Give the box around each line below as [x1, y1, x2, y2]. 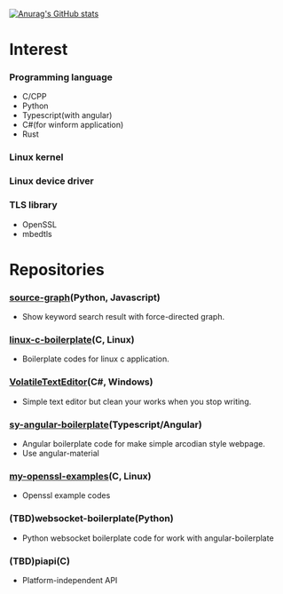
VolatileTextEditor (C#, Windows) [9, 376, 153, 388]
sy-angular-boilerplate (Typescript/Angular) [9, 418, 202, 431]
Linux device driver [9, 175, 95, 187]
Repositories [9, 259, 105, 280]
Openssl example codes [21, 490, 111, 501]
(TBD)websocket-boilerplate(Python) [9, 512, 175, 525]
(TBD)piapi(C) [9, 555, 71, 567]
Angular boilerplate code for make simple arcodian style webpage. [21, 439, 266, 448]
